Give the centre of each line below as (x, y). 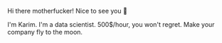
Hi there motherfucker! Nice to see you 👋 (68, 11)
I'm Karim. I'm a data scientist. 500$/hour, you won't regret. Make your (111, 24)
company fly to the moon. (45, 32)
